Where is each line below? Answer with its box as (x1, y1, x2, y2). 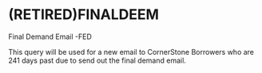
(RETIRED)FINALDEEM (8, 6, 160, 24)
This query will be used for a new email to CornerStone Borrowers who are (8, 47, 254, 56)
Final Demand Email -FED (8, 32, 92, 41)
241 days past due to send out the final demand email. (8, 56, 186, 65)
